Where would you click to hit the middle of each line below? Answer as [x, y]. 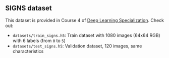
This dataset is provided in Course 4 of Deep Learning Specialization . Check [85, 20]
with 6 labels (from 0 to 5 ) [39, 40]
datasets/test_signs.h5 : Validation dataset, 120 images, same [77, 46]
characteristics [28, 51]
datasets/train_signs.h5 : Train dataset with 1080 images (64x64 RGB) [86, 35]
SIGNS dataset [29, 8]
